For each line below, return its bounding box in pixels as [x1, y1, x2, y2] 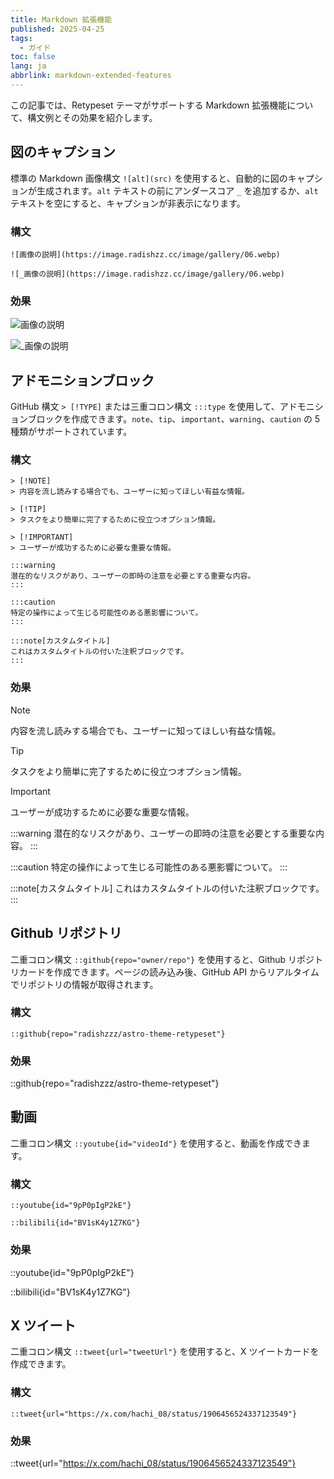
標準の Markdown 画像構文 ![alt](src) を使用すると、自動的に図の [10, 172, 288, 184]
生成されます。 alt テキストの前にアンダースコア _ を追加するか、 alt [36, 184, 319, 196]
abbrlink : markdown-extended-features [10, 71, 172, 81]
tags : [10, 33, 33, 43]
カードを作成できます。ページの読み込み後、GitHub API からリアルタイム [18, 966, 320, 978]
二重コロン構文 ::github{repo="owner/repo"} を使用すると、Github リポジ [10, 953, 315, 965]
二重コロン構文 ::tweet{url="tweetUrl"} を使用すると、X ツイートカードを [10, 1346, 320, 1358]
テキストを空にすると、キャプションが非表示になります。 [10, 197, 246, 209]
